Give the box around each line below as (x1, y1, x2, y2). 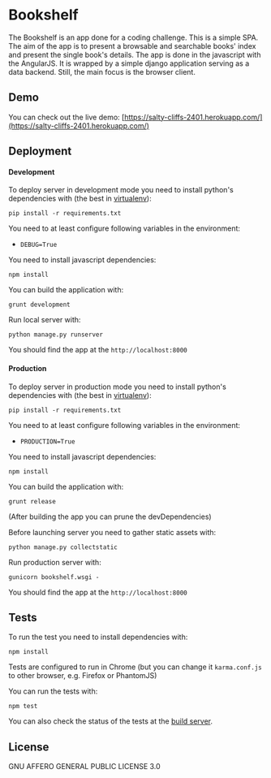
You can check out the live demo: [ (8, 112, 125, 122)
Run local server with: (8, 315, 81, 325)
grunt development (8, 300, 71, 309)
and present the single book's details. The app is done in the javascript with (8, 50, 261, 59)
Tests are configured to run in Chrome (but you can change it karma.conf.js (8, 662, 262, 672)
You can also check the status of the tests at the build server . (8, 716, 213, 726)
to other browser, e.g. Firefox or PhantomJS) (8, 671, 157, 681)
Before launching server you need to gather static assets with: (8, 527, 217, 537)
